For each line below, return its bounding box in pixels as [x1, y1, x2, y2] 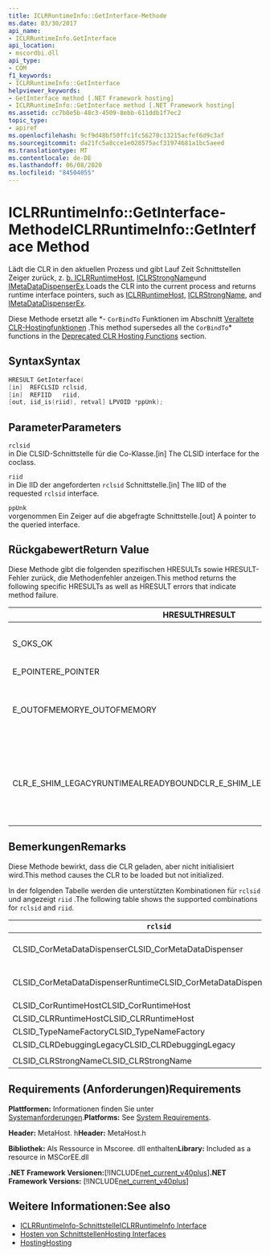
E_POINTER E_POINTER [12, 665, 100, 677]
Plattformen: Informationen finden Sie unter [8, 1104, 154, 1113]
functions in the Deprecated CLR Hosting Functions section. [8, 331, 207, 340]
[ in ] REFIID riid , [8, 391, 81, 399]
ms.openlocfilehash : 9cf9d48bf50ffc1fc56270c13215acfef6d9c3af [8, 131, 225, 139]
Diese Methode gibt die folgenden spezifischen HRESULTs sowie [8, 564, 223, 574]
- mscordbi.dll [8, 49, 59, 57]
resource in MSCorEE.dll [8, 1152, 89, 1162]
